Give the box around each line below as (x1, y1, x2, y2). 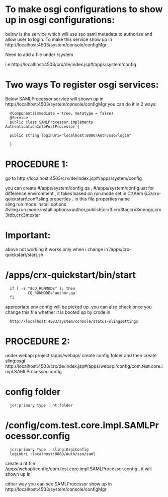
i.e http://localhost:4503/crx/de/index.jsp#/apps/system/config (5, 61, 137, 67)
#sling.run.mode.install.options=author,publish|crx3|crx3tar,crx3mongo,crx (5, 206, 162, 213)
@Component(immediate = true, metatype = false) (10, 111, 114, 116)
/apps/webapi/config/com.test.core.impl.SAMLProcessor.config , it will (5, 466, 152, 472)
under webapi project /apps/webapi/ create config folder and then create (5, 352, 157, 358)
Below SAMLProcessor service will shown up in (5, 95, 104, 102)
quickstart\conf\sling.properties (5, 195, 71, 202)
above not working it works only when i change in (5, 246, 108, 252)
